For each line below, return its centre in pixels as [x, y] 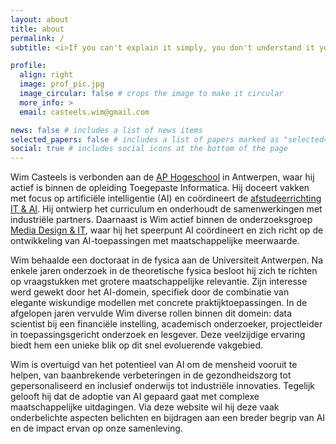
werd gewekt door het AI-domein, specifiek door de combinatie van [150, 292]
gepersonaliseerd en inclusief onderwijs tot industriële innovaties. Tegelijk [163, 386]
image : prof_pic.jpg [62, 84]
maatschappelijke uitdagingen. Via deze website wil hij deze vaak [145, 407]
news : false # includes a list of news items [106, 130]
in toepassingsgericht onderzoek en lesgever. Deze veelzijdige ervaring [158, 335]
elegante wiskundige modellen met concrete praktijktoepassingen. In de [159, 303]
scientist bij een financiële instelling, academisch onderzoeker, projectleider [166, 324]
